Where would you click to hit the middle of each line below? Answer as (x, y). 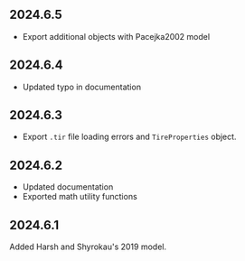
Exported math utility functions (80, 197)
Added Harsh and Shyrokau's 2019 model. (88, 247)
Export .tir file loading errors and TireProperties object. (129, 137)
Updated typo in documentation (82, 87)
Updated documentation (68, 187)
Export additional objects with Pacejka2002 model (116, 36)
